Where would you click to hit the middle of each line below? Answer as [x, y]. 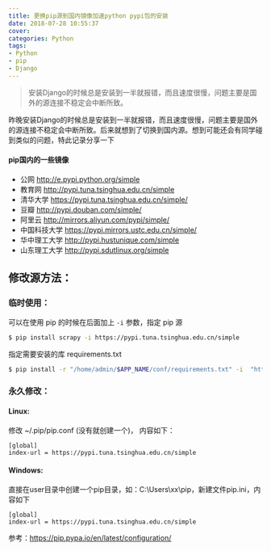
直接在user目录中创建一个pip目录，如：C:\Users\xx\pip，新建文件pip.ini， [131, 489]
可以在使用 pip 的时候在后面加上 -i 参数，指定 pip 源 [96, 322]
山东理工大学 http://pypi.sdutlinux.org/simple [94, 250]
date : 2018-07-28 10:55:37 [54, 23]
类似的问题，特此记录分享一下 [65, 140]
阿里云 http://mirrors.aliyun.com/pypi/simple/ [95, 220]
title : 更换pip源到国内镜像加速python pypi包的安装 [88, 16]
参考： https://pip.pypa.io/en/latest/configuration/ [90, 537]
